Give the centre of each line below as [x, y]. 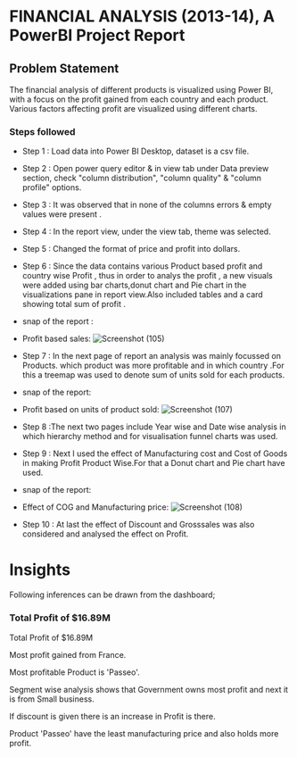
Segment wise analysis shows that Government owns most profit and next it [148, 689]
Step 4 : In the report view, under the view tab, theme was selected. [146, 232]
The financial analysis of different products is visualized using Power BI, [141, 90]
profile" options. [52, 187]
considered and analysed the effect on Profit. [105, 534]
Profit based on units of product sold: [91, 410]
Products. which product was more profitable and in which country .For [153, 366]
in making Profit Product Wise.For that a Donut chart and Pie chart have [153, 463]
